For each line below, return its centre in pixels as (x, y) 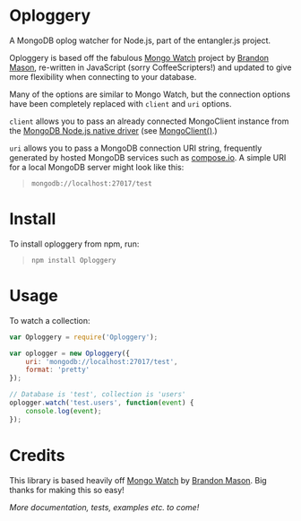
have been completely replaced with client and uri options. (120, 103)
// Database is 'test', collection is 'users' (98, 395)
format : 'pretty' (58, 370)
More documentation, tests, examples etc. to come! (104, 507)
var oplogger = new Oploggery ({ (69, 353)
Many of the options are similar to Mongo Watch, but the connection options (150, 94)
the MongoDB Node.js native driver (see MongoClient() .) (113, 130)
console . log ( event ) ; (64, 411)
